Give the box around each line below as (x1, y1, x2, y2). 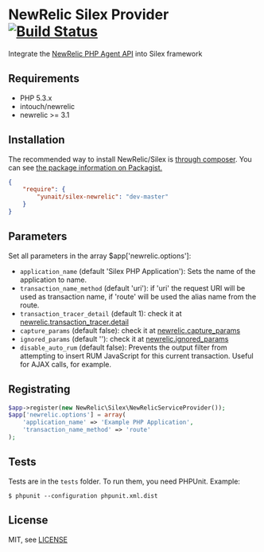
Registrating (8, 382, 71, 396)
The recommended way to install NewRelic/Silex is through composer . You (8, 154, 252, 164)
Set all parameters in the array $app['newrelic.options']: (8, 251, 192, 260)
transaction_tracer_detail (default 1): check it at (19, 308, 182, 318)
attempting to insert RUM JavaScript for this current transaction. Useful (19, 350, 254, 360)
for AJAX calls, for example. (19, 359, 111, 369)
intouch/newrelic (19, 101, 76, 111)
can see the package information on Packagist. (8, 162, 163, 172)
